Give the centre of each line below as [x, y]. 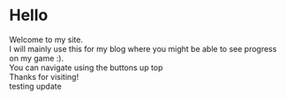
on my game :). [37, 58]
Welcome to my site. [46, 39]
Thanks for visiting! [44, 76]
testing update [35, 86]
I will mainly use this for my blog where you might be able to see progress [143, 48]
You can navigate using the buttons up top [86, 68]
